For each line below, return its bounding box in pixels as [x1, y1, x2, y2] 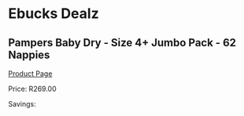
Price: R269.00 [8, 84, 57, 93]
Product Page [8, 69, 53, 78]
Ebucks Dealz [8, 5, 100, 23]
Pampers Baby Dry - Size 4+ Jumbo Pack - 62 [8, 36, 237, 49]
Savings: [8, 100, 37, 108]
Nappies [8, 48, 50, 61]
